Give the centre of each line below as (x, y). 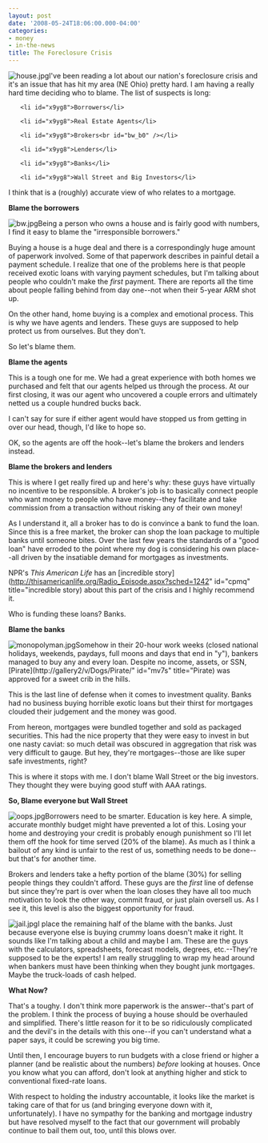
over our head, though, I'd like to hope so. (77, 427)
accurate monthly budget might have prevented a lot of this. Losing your (127, 825)
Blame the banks (37, 629)
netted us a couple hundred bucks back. (75, 403)
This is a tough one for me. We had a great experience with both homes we (132, 378)
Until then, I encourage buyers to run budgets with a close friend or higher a (134, 1055)
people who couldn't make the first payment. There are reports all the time (131, 282)
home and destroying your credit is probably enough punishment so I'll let (130, 833)
